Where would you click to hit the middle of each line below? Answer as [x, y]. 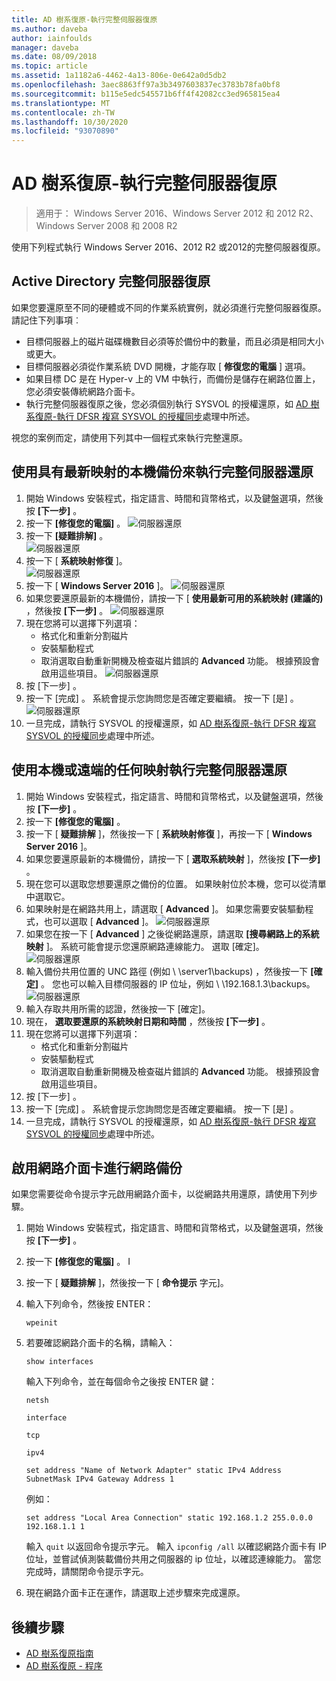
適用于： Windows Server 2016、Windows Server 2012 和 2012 [166, 213]
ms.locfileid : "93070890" [65, 131]
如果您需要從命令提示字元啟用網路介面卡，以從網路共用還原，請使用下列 [160, 1194]
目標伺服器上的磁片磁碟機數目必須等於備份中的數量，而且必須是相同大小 [174, 341]
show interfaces [59, 1362]
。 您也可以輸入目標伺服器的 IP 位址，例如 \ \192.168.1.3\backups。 [178, 983]
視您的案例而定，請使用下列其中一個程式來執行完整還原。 [129, 437]
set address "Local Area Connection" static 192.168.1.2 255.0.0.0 [169, 1518]
